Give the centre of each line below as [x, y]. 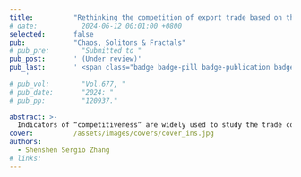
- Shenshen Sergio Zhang [64, 150]
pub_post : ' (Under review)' [76, 59]
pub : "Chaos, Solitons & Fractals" [98, 42]
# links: [26, 158]
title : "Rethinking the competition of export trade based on [146, 17]
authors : [26, 142]
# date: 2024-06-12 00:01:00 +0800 [95, 26]
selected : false [52, 34]
